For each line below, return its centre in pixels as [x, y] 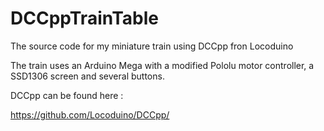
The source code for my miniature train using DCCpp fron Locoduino [152, 46]
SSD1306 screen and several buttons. [87, 76]
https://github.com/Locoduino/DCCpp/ [90, 114]
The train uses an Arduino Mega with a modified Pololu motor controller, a [162, 65]
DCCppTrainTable [84, 18]
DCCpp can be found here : [67, 95]
